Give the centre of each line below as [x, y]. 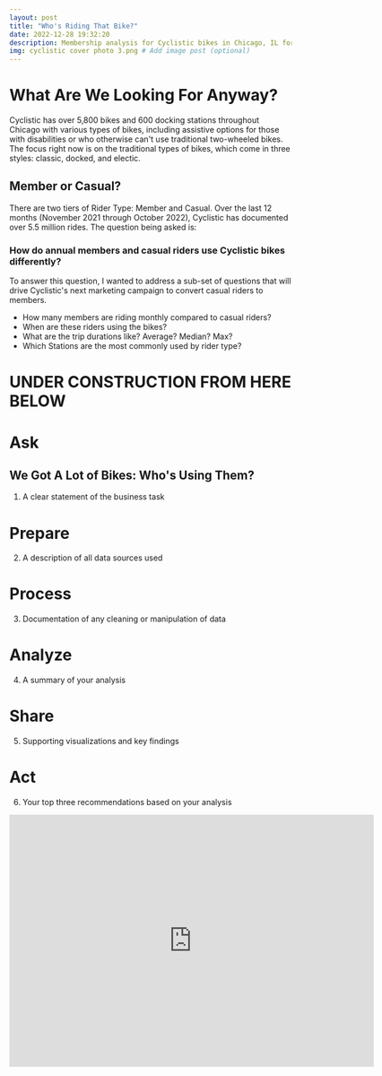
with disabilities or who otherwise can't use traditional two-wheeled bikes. [146, 139]
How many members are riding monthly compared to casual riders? [147, 317]
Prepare [39, 533]
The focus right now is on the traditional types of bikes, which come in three [150, 149]
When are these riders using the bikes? [95, 327]
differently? [35, 261]
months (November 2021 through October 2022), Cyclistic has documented [149, 217]
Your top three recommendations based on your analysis [127, 803]
